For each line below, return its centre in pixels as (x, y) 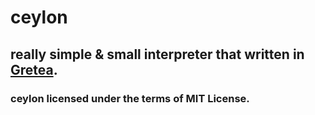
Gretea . (34, 69)
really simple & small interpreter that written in (157, 54)
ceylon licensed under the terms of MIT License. (130, 98)
